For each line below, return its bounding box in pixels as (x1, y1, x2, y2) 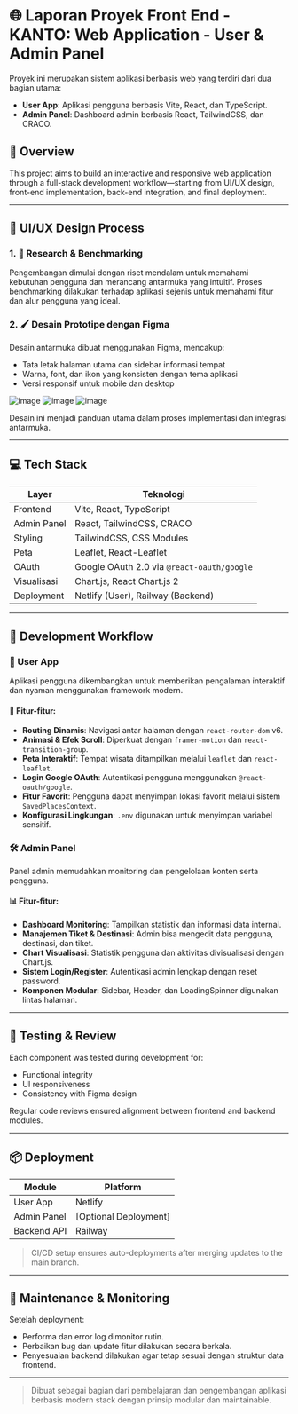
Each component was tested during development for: (9, 1052, 204, 1062)
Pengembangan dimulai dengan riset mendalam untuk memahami (9, 267, 249, 278)
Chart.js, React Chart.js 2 (74, 574, 179, 587)
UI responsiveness (21, 1078, 90, 1089)
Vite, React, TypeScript (74, 502, 170, 515)
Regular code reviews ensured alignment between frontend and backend (9, 1105, 276, 1116)
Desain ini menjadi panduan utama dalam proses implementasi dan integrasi (9, 412, 287, 423)
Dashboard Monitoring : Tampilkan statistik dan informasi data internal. (21, 919, 282, 929)
